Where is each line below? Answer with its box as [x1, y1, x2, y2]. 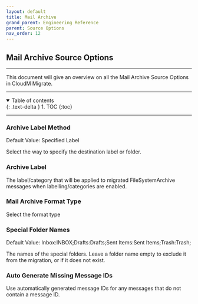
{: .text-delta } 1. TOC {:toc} [6, 103, 72, 110]
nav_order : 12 [6, 31, 41, 37]
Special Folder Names [6, 225, 70, 234]
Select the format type [6, 211, 61, 218]
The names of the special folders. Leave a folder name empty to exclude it [6, 250, 187, 257]
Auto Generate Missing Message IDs [6, 272, 113, 280]
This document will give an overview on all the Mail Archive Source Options [6, 73, 189, 80]
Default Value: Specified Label [6, 137, 80, 144]
